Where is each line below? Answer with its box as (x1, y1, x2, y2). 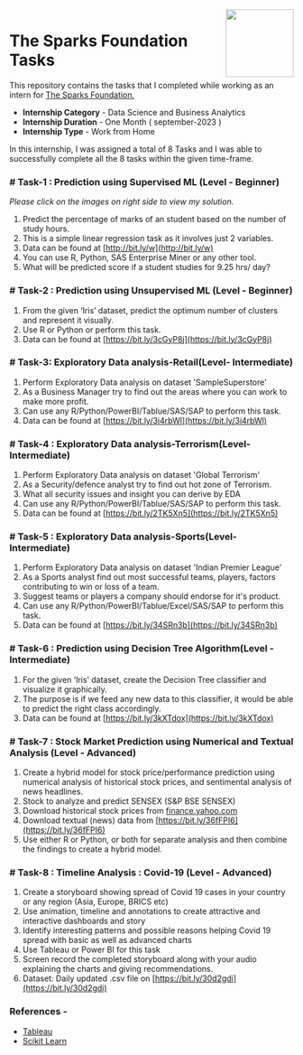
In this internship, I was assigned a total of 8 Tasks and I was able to (9, 144, 262, 154)
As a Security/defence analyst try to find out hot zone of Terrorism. (22, 479, 272, 490)
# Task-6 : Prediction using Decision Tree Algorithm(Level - (9, 642, 275, 655)
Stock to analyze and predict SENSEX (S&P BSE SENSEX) (22, 796, 236, 807)
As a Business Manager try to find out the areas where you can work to (22, 386, 288, 397)
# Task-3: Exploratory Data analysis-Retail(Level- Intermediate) (9, 356, 294, 369)
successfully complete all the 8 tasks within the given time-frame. (9, 153, 254, 163)
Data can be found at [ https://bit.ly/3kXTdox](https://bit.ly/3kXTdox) (22, 713, 274, 724)
